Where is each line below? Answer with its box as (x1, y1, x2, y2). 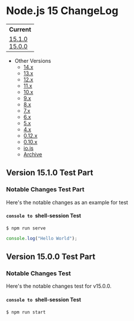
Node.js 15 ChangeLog (6, 4, 119, 18)
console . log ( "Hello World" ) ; (6, 235, 78, 241)
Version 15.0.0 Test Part (6, 252, 96, 262)
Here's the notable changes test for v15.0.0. (6, 283, 112, 290)
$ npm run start (6, 309, 46, 315)
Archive (23, 151, 42, 158)
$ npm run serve (6, 225, 46, 231)
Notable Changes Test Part (6, 185, 85, 194)
